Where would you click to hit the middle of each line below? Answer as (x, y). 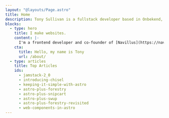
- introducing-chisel (41, 80)
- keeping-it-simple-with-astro (52, 84)
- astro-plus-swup (38, 98)
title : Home (18, 15)
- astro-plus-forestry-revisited (54, 103)
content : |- (27, 38)
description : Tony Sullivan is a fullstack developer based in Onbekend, (84, 19)
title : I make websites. (40, 33)
